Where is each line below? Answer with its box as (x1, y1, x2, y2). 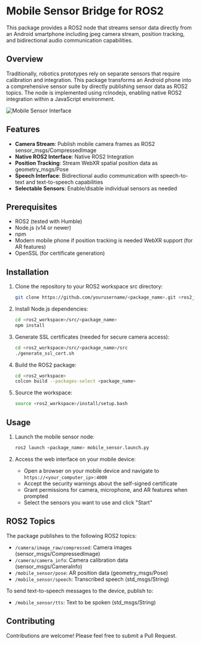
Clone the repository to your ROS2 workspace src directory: (14, 283, 163, 290)
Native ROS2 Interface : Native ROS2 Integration (14, 153, 134, 160)
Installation (6, 267, 49, 277)
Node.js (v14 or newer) (14, 224, 72, 232)
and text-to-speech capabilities (26, 178, 103, 185)
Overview (6, 54, 44, 64)
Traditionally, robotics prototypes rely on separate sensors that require (6, 70, 181, 77)
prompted (23, 492, 48, 500)
